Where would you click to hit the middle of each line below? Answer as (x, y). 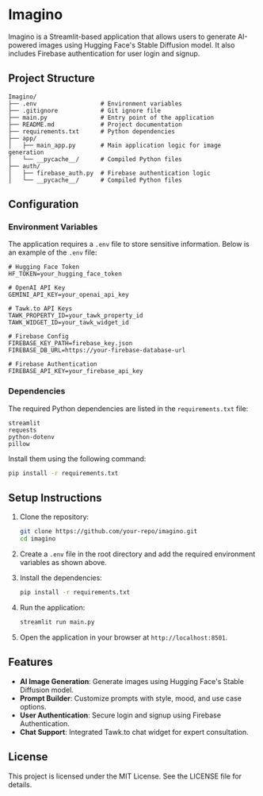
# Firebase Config (38, 336)
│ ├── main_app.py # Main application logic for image (115, 145)
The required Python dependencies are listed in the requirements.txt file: (128, 408)
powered (23, 44)
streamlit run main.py (57, 622)
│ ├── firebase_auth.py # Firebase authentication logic (110, 173)
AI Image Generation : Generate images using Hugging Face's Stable (131, 681)
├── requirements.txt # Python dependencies (92, 131)
